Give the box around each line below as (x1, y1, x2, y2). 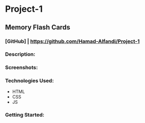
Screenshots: (5, 64, 38, 71)
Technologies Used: (5, 77, 54, 84)
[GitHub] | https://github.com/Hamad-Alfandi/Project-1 (5, 38, 140, 45)
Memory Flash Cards (5, 23, 70, 31)
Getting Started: (5, 111, 45, 118)
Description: (5, 51, 35, 58)
